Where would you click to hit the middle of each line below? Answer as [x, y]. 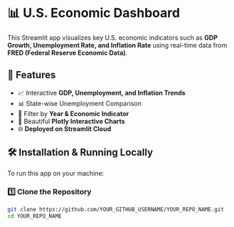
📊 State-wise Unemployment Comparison [80, 103]
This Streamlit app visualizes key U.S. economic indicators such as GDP [113, 37]
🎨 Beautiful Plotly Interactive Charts [71, 121]
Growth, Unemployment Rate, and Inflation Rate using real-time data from [117, 45]
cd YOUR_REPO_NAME [34, 216]
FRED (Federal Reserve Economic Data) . [68, 53]
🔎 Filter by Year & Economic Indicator [73, 113]
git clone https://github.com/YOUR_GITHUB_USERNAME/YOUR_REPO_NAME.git [116, 209]
